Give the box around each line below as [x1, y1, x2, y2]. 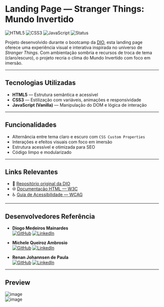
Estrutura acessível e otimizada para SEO [12, 144, 95, 150]
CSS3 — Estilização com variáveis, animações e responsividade [12, 96, 142, 103]
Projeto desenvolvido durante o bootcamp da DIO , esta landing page [5, 39, 143, 45]
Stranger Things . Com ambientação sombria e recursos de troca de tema [5, 50, 152, 56]
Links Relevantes [5, 168, 58, 176]
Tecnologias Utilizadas [5, 79, 76, 87]
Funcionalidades [5, 121, 57, 129]
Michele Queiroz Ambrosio [12, 240, 68, 246]
